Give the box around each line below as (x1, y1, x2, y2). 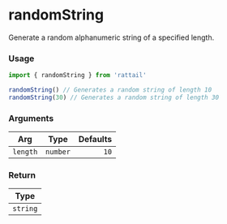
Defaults (78, 134, 112, 145)
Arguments (8, 112, 54, 123)
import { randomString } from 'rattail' (8, 71, 148, 80)
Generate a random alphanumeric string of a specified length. (8, 32, 215, 42)
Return (8, 170, 36, 181)
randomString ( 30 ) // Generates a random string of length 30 (8, 93, 220, 101)
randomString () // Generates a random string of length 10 (8, 86, 212, 94)
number (45, 148, 71, 157)
